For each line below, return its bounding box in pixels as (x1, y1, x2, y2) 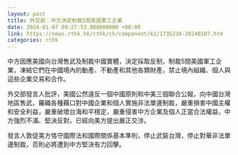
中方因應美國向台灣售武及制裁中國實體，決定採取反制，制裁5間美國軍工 (7, 57, 216, 66)
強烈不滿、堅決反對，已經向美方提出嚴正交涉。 (13, 116, 150, 125)
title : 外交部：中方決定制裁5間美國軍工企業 (7, 17, 123, 24)
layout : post (7, 10, 46, 18)
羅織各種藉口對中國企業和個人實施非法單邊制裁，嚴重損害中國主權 (38, 98, 231, 107)
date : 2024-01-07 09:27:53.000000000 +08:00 (7, 23, 141, 30)
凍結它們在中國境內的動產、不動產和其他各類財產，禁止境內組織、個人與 (19, 66, 231, 74)
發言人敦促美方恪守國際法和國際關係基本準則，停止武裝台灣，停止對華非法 (7, 132, 225, 140)
